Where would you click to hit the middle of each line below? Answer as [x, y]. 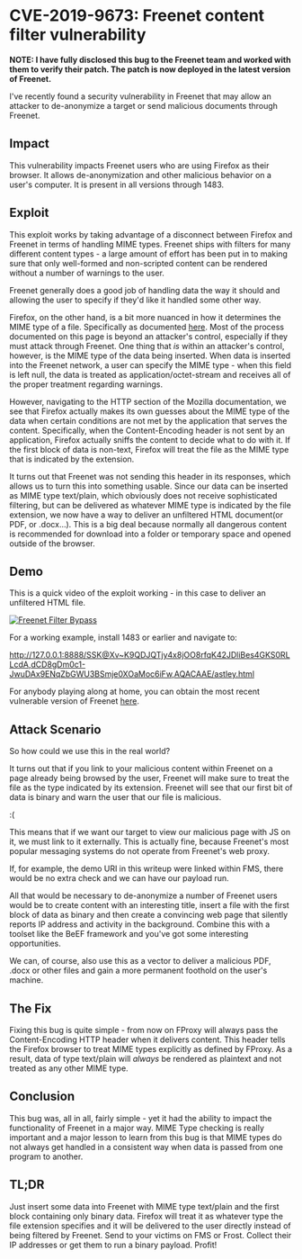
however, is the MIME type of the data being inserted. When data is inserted [150, 355]
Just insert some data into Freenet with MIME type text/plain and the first [145, 1206]
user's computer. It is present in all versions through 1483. [117, 184]
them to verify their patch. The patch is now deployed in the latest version [150, 69]
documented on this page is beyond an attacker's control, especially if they [149, 336]
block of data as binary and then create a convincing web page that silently [149, 915]
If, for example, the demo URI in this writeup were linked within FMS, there [147, 868]
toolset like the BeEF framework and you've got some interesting [129, 934]
